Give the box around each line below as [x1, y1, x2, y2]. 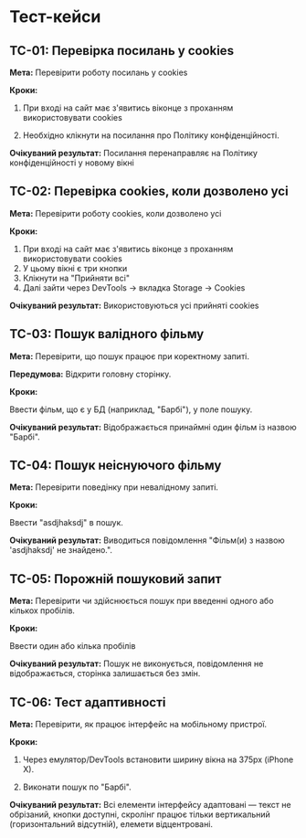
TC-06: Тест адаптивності [9, 695, 166, 710]
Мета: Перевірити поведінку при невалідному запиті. [9, 482, 219, 493]
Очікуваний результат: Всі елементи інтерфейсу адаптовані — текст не [9, 800, 291, 811]
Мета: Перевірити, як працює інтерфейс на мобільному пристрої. [9, 719, 268, 730]
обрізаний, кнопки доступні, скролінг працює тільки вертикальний [9, 809, 271, 820]
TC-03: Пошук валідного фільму [9, 326, 205, 342]
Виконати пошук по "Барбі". [22, 781, 132, 792]
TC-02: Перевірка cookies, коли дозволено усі [9, 184, 290, 199]
